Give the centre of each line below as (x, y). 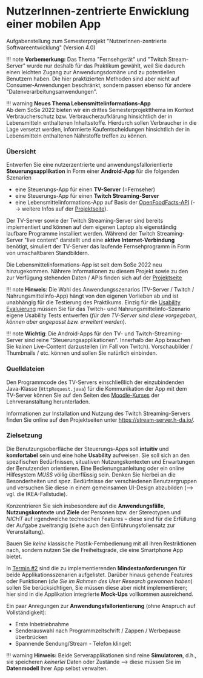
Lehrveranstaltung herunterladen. (48, 401)
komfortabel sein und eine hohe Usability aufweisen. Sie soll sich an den (98, 455)
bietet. (14, 556)
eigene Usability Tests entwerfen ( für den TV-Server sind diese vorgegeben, (102, 315)
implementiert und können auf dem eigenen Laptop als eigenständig (92, 227)
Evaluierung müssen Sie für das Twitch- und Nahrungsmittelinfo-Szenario (98, 309)
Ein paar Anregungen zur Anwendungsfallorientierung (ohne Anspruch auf (101, 606)
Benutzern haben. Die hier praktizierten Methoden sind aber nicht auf (93, 79)
